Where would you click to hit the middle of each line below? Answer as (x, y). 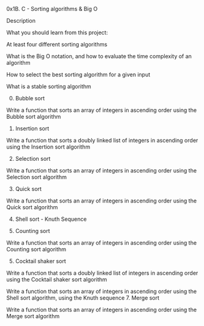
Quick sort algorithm (32, 207)
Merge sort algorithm (33, 316)
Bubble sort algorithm (34, 117)
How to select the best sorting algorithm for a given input (78, 75)
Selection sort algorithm (37, 177)
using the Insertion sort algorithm (48, 147)
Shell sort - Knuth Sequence (51, 219)
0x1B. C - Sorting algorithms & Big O (52, 9)
